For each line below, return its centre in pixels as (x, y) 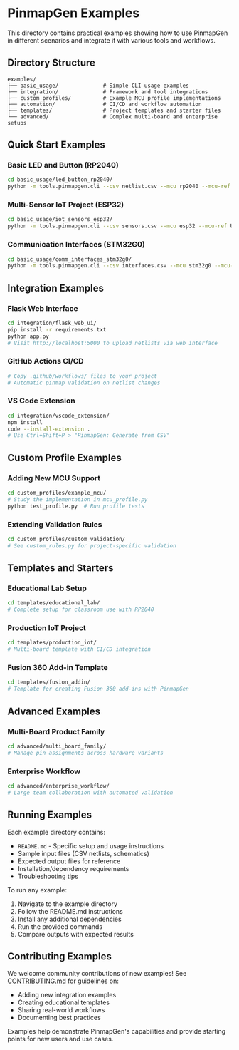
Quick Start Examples (56, 145)
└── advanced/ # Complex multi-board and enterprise (113, 117)
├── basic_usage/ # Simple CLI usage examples (99, 86)
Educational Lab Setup (47, 588)
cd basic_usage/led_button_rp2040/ (60, 180)
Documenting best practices (59, 1018)
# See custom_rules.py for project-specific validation (92, 546)
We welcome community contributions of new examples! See (97, 974)
